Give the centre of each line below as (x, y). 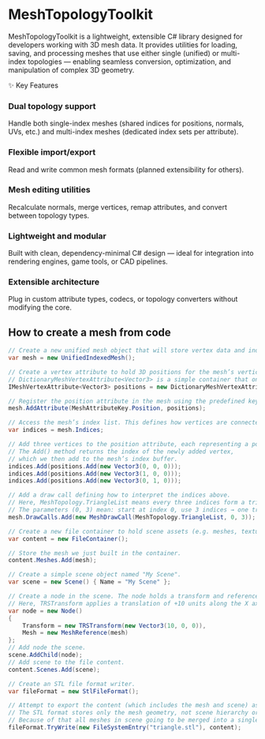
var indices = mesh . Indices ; (56, 430)
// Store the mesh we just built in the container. (95, 553)
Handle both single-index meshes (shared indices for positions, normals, (126, 123)
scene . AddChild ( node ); (45, 655)
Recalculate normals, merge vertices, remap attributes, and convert (118, 207)
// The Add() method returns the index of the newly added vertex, (121, 452)
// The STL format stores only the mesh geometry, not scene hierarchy (128, 713)
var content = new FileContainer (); (68, 538)
